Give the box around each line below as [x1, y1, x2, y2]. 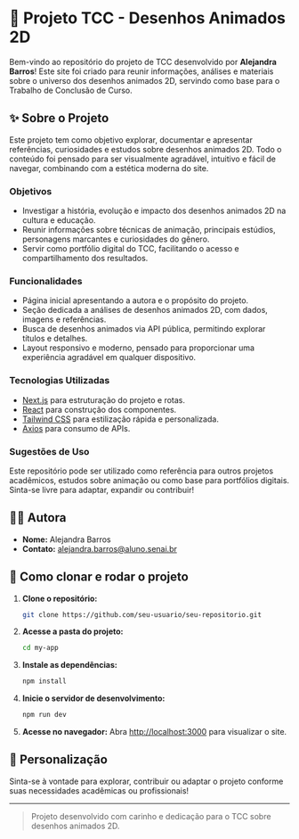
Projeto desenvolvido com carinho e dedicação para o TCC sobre [30, 810, 271, 821]
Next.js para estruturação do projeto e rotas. [21, 394, 185, 405]
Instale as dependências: [21, 660, 117, 670]
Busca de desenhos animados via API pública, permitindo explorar [21, 324, 266, 334]
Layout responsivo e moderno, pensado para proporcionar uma [21, 342, 255, 353]
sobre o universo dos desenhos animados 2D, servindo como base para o [9, 75, 280, 86]
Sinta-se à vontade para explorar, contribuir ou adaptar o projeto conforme [9, 776, 284, 786]
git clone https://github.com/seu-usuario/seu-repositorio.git [21, 610, 263, 619]
